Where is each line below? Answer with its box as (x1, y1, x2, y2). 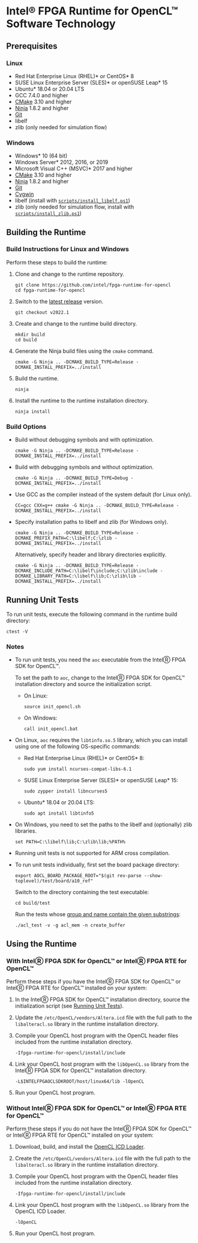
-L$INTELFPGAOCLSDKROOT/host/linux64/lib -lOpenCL (14, 1078, 145, 1084)
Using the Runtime (6, 938, 77, 949)
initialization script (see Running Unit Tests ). (14, 1002, 124, 1009)
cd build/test (14, 900, 50, 907)
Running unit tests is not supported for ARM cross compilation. (14, 849, 170, 857)
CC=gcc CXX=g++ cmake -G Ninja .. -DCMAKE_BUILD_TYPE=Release (14, 503, 174, 509)
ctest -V (6, 628, 28, 634)
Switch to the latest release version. (14, 297, 104, 305)
